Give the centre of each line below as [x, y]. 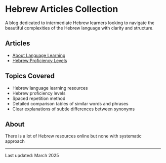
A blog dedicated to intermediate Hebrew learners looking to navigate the [80, 23]
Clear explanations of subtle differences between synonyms [73, 109]
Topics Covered [30, 76]
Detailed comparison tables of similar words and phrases [70, 103]
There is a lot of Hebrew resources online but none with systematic [73, 136]
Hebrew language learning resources [50, 88]
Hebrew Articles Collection [62, 9]
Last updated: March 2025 [32, 156]
